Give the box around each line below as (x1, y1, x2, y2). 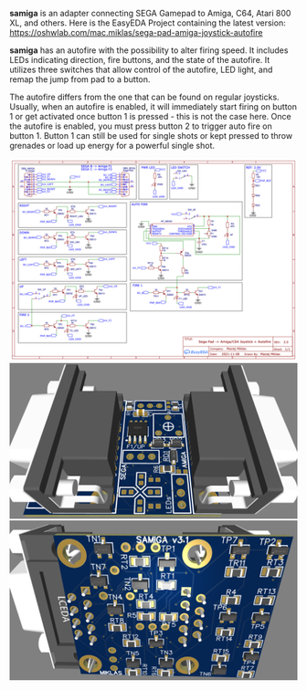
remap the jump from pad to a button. (9, 74, 151, 85)
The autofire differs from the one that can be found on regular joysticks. (9, 91, 281, 102)
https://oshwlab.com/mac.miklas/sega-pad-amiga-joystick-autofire (9, 27, 263, 37)
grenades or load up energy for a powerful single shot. (9, 141, 216, 151)
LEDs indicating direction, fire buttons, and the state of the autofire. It (9, 55, 270, 65)
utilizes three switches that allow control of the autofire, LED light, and (9, 64, 273, 75)
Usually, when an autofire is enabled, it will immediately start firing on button (9, 101, 298, 112)
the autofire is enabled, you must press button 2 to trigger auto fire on (9, 120, 272, 131)
